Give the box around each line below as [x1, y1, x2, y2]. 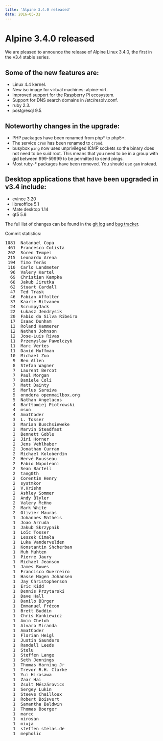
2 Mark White [13, 505, 47, 510]
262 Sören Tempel [7, 250, 52, 255]
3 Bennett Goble [13, 431, 55, 437]
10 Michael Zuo [10, 353, 49, 358]
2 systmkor [13, 480, 42, 486]
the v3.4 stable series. [5, 54, 50, 60]
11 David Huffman [10, 348, 55, 353]
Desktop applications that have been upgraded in [5, 175, 159, 184]
